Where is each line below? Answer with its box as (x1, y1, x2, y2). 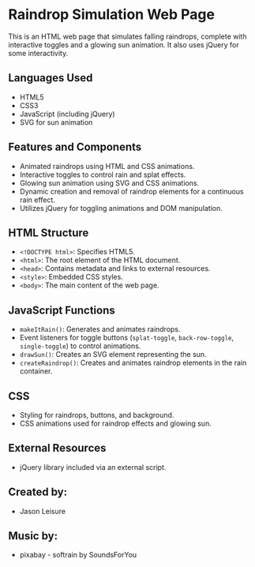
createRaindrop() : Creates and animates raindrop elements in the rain (19, 358, 247, 368)
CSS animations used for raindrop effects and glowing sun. (19, 419, 212, 428)
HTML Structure (8, 226, 89, 239)
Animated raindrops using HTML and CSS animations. (19, 161, 195, 171)
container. (19, 366, 53, 376)
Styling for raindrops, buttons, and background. (19, 411, 174, 419)
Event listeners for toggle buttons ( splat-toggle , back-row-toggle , (19, 333, 234, 343)
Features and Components (8, 141, 142, 154)
